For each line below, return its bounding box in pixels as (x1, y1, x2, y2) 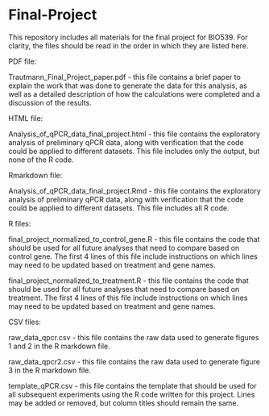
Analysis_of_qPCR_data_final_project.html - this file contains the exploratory (8, 129, 260, 139)
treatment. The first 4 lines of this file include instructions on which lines (8, 293, 248, 302)
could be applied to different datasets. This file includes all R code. (8, 203, 230, 213)
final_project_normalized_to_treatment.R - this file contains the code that (8, 276, 249, 285)
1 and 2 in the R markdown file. (8, 341, 110, 351)
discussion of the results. (8, 98, 93, 107)
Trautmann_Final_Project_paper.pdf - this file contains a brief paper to (8, 72, 242, 81)
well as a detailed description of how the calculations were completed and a (8, 89, 260, 98)
